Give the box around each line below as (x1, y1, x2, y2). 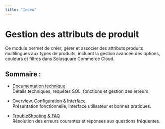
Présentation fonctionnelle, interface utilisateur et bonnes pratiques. (12, 103, 152, 109)
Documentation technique (12, 83, 65, 89)
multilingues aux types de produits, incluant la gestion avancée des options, (5, 50, 160, 56)
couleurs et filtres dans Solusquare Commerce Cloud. (5, 56, 115, 62)
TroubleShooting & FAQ (12, 113, 60, 119)
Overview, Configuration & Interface (12, 98, 86, 104)
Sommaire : (5, 70, 41, 78)
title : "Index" (5, 7, 37, 12)
